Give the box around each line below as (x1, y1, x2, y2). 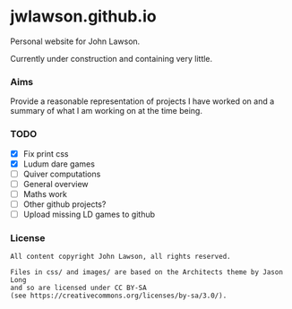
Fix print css (22, 148, 69, 159)
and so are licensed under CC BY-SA (10, 284, 147, 293)
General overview (22, 178, 89, 189)
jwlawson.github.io (10, 6, 157, 27)
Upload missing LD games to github (22, 209, 156, 219)
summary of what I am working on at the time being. (10, 106, 202, 116)
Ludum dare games (22, 159, 95, 169)
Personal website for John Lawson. (10, 36, 141, 47)
